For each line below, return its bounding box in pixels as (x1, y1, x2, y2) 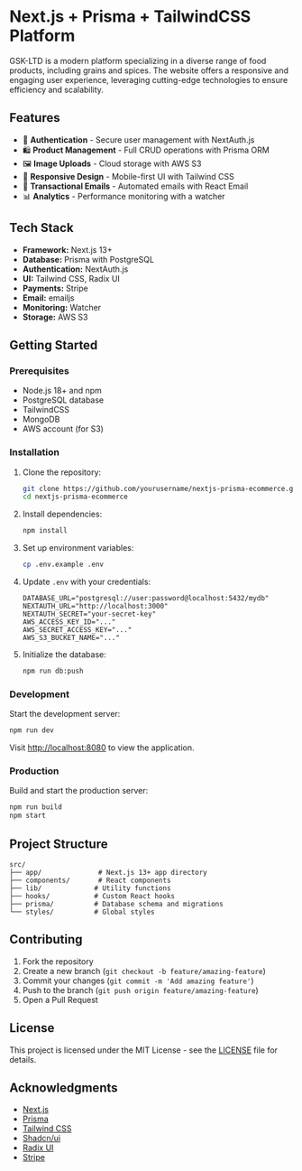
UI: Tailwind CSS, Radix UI (22, 273, 120, 283)
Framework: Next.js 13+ (22, 244, 113, 255)
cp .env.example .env (22, 560, 104, 570)
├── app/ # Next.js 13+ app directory (9, 868, 207, 877)
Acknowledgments (9, 1080, 119, 1095)
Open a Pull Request (22, 994, 99, 1005)
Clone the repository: (22, 467, 102, 478)
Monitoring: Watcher (22, 302, 102, 312)
